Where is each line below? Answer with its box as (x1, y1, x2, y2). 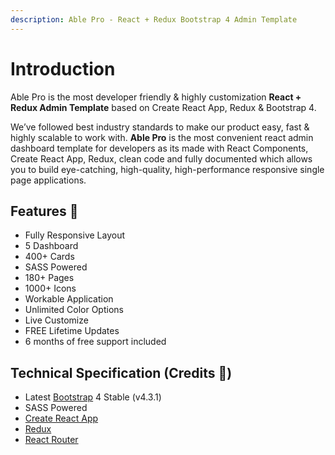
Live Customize (24, 314, 89, 326)
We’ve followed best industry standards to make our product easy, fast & (10, 121, 310, 133)
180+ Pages (24, 272, 75, 284)
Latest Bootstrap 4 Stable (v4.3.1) (24, 391, 162, 403)
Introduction (10, 57, 116, 80)
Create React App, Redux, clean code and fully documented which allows (10, 152, 313, 165)
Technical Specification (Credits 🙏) (10, 364, 233, 381)
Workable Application (24, 293, 114, 305)
